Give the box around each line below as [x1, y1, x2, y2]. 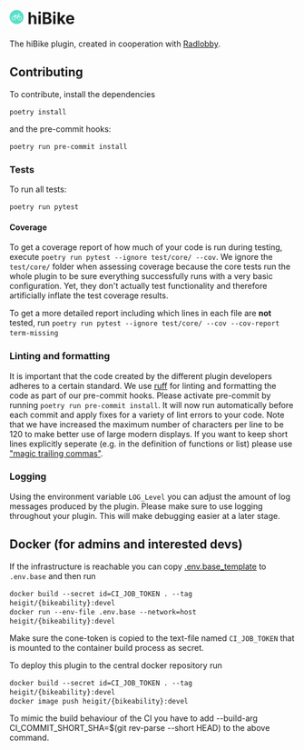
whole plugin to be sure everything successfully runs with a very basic [9, 271, 274, 282]
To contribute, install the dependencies [9, 88, 156, 99]
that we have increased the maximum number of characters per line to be [9, 418, 284, 430]
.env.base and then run [9, 570, 97, 581]
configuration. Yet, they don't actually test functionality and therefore [9, 281, 268, 292]
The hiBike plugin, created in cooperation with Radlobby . [9, 38, 221, 49]
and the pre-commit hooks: [9, 123, 112, 135]
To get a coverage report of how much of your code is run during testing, [9, 242, 283, 253]
